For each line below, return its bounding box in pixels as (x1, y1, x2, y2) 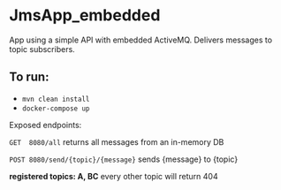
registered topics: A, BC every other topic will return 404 (9, 171, 218, 181)
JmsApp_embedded (9, 5, 161, 26)
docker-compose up (21, 103, 90, 113)
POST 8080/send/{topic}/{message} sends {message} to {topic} (9, 154, 239, 164)
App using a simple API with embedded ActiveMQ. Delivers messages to (9, 34, 272, 45)
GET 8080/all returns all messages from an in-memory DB (9, 136, 224, 147)
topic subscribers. (9, 43, 75, 54)
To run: (9, 70, 49, 85)
